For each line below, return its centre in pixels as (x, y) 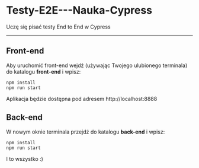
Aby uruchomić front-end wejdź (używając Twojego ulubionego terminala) (97, 65)
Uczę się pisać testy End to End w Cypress (58, 27)
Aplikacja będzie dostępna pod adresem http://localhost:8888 (82, 99)
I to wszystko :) (25, 159)
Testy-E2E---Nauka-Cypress (79, 10)
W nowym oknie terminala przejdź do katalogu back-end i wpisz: (86, 132)
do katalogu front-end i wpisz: (44, 71)
